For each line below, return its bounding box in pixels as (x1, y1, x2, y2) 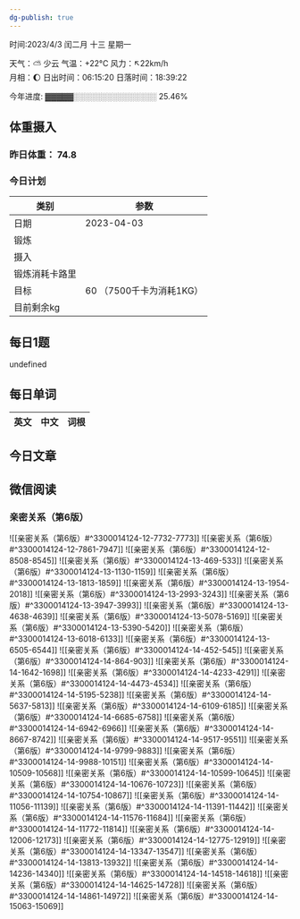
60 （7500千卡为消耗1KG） (85, 285, 204, 297)
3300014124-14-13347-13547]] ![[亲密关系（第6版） (70, 846, 262, 856)
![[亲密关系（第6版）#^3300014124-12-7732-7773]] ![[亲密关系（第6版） (9, 532, 278, 543)
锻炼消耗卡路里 (13, 268, 78, 280)
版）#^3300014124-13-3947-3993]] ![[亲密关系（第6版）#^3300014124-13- (9, 600, 289, 610)
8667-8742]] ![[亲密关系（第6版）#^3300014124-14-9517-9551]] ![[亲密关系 (9, 734, 288, 745)
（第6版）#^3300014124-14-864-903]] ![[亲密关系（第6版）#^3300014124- (9, 655, 289, 667)
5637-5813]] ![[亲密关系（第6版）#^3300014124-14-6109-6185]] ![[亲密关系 (9, 700, 288, 711)
